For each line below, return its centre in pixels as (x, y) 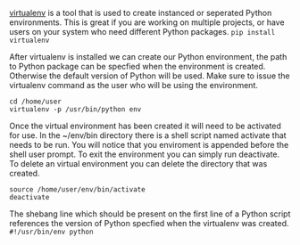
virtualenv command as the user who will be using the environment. (134, 85)
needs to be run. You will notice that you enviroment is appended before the (149, 145)
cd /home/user (36, 102)
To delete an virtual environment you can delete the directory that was (138, 163)
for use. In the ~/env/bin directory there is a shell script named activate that (148, 135)
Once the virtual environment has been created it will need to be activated (145, 126)
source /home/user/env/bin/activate (77, 190)
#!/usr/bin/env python (51, 232)
